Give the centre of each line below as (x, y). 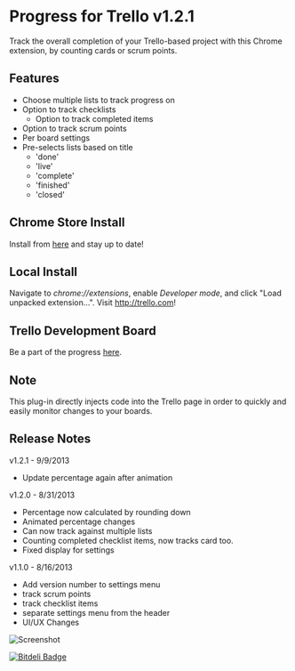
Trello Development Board (83, 331)
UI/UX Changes (51, 622)
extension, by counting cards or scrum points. (93, 50)
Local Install (44, 272)
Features (34, 79)
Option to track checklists (69, 109)
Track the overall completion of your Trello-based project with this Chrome (146, 41)
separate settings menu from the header (96, 612)
